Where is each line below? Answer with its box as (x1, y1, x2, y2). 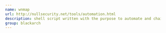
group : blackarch (5, 20, 41, 26)
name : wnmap (5, 7, 30, 12)
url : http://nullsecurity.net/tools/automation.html (5, 12, 116, 16)
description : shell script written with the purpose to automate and (5, 16, 152, 21)
